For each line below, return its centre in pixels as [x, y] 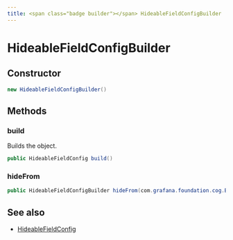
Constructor [34, 74]
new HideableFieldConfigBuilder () [57, 89]
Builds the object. [32, 146]
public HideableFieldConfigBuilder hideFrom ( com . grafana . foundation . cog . [116, 191]
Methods [27, 111]
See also [26, 212]
